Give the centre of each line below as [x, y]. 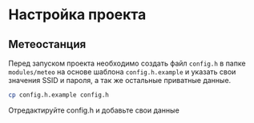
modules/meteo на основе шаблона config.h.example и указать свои [122, 72]
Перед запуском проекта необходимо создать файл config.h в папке [127, 63]
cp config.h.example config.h [59, 95]
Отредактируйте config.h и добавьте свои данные [94, 110]
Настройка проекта [77, 15]
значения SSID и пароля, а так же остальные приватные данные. [120, 80]
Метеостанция [47, 44]
